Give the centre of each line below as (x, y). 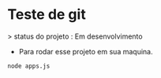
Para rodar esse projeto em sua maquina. (86, 51)
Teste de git (47, 15)
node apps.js (29, 66)
